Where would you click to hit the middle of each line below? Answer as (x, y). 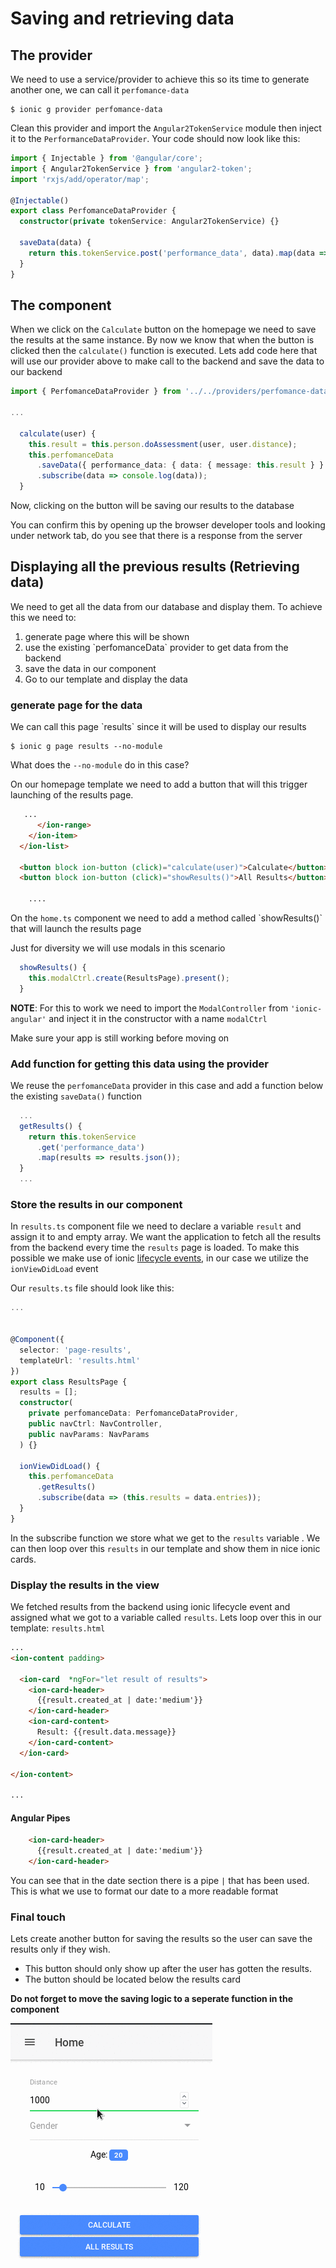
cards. (23, 1559)
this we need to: (43, 617)
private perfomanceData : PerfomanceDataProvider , (134, 1413)
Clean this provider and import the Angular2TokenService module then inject (166, 128)
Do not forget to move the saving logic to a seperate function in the (152, 1999)
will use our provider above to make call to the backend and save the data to (167, 361)
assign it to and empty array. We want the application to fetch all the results (166, 1237)
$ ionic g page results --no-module (86, 747)
